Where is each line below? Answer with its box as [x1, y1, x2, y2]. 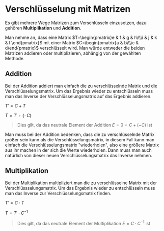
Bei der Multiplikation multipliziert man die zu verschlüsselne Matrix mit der [5, 180, 157, 186]
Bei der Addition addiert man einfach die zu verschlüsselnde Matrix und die [5, 83, 158, 89]
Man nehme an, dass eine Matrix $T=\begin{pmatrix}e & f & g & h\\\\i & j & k [5, 34, 157, 40]
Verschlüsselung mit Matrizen [5, 3, 131, 15]
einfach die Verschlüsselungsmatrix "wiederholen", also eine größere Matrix [5, 142, 159, 148]
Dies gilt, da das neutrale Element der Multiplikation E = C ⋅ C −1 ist [17, 220, 151, 226]
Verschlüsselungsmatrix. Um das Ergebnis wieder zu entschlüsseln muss [5, 88, 153, 94]
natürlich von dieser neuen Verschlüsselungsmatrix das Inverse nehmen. [5, 152, 152, 158]
